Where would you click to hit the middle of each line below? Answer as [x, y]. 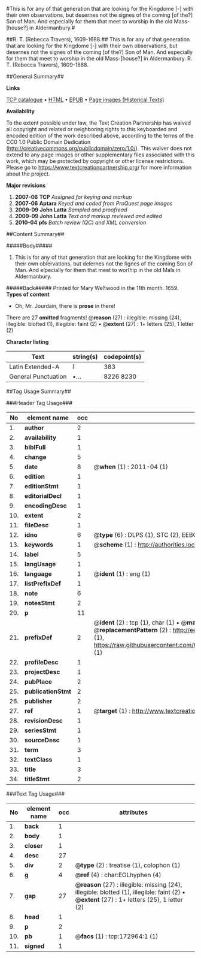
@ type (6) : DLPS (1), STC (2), [137, 535]
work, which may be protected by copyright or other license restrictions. [95, 161]
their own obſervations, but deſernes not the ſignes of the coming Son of [104, 264]
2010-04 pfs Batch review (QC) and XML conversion [80, 222]
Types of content [28, 294]
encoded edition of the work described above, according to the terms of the [100, 135]
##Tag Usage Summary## [39, 391]
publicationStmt [48, 691]
